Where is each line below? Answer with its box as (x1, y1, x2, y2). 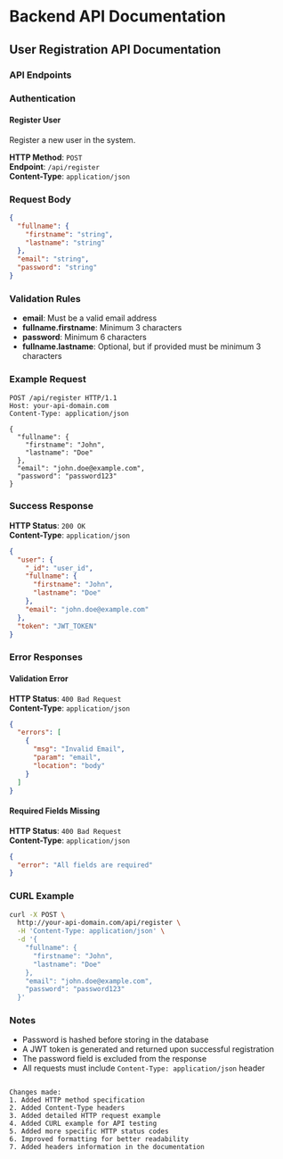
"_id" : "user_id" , (25, 563, 93, 572)
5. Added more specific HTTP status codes (9, 1127, 169, 1136)
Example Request (9, 373, 86, 386)
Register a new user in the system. (9, 134, 136, 145)
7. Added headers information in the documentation (9, 1143, 205, 1152)
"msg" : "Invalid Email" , (32, 745, 125, 754)
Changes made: (9, 1088, 62, 1097)
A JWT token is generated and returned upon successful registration (21, 1044, 274, 1055)
